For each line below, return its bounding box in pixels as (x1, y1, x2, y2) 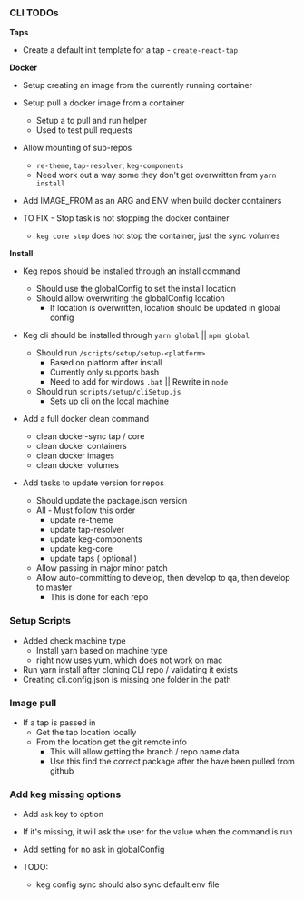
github (49, 765, 74, 776)
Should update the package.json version (35, 495, 188, 506)
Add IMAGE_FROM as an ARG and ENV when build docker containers (22, 195, 282, 206)
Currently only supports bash (49, 366, 160, 378)
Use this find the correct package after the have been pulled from (49, 755, 295, 766)
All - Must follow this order (35, 504, 136, 515)
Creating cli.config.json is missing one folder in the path (22, 674, 231, 684)
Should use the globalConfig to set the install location (35, 284, 236, 295)
